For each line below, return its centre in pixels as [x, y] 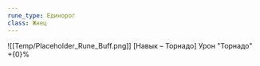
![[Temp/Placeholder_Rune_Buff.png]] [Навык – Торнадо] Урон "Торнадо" [130, 45]
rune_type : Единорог [42, 16]
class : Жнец [27, 23]
